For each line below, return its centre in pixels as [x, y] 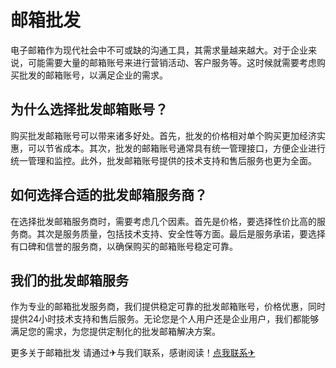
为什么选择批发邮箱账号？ [89, 109]
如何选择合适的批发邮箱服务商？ [109, 195]
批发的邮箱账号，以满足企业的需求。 [93, 75]
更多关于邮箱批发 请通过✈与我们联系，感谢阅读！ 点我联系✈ [133, 353]
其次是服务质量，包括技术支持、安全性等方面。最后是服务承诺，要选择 [181, 233]
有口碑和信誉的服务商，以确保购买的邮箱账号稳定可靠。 [124, 246]
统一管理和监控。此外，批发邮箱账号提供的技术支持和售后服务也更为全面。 [163, 160]
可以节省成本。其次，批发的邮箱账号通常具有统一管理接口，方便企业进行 [176, 148]
